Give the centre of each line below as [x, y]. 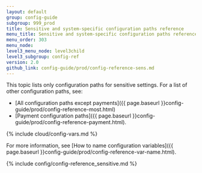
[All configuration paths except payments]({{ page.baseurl [87, 103]
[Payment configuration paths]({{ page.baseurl [73, 116]
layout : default [26, 12]
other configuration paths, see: [44, 92]
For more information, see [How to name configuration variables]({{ [90, 146]
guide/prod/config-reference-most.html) [65, 110]
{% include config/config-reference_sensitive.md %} [72, 164]
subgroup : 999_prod [31, 23]
